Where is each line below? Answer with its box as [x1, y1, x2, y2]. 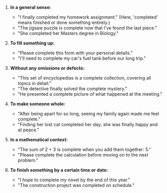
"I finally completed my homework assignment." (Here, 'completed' [17, 14, 158, 20]
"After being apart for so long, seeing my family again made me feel [17, 111, 159, 117]
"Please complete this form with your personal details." [17, 50, 133, 56]
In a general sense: [10, 5, 51, 10]
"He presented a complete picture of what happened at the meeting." [17, 91, 162, 97]
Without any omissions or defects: [10, 65, 85, 71]
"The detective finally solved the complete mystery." [17, 86, 127, 92]
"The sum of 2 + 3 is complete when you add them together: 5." [17, 146, 151, 152]
